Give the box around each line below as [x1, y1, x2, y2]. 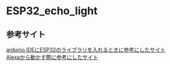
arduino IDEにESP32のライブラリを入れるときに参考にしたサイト [6, 46, 166, 53]
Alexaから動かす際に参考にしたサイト [6, 54, 98, 61]
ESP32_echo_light [6, 4, 98, 18]
